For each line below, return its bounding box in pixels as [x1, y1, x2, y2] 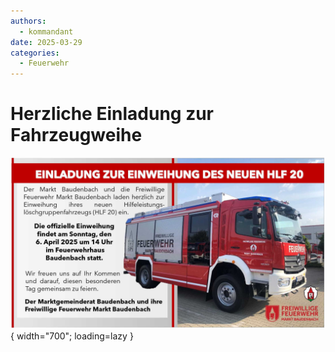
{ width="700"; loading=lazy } [10, 330, 134, 342]
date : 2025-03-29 [10, 37, 83, 47]
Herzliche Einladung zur [10, 103, 215, 125]
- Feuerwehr [19, 58, 70, 69]
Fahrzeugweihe [10, 124, 143, 147]
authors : [10, 16, 47, 26]
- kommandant [19, 26, 74, 37]
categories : [10, 48, 60, 58]
